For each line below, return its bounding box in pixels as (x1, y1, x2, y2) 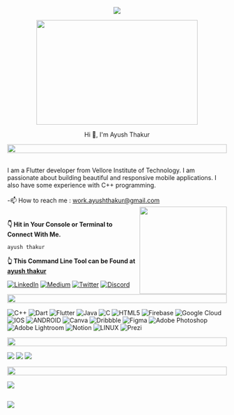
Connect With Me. (7, 230, 61, 239)
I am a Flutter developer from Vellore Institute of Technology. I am (7, 166, 195, 174)
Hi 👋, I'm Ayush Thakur (84, 130, 150, 139)
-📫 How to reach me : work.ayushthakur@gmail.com (7, 196, 160, 204)
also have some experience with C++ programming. (7, 181, 157, 189)
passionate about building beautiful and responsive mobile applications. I (7, 174, 217, 181)
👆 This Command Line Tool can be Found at (7, 257, 136, 265)
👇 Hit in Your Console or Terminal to (7, 220, 113, 228)
